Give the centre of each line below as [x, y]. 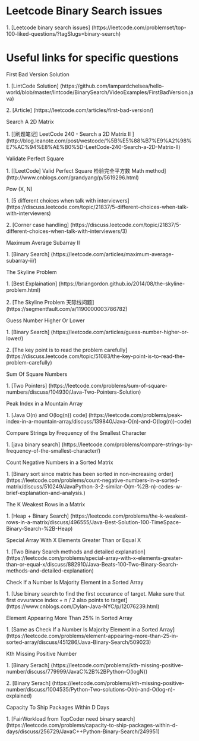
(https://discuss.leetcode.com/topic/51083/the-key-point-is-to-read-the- [96, 356]
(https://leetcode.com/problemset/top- [139, 27]
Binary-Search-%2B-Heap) [40, 528]
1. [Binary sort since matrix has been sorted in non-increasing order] [90, 474]
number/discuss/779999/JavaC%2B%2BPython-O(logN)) [77, 671]
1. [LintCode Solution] [33, 86]
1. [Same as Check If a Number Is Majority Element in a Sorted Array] [91, 629]
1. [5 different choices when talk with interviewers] [68, 200]
